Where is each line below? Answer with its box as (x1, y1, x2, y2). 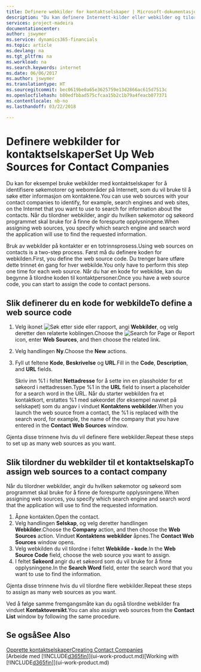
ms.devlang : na (6, 48, 44, 54)
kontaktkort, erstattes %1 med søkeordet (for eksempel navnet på (14, 396, 177, 403)
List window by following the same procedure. (6, 613, 121, 620)
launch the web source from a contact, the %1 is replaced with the (14, 409, 178, 417)
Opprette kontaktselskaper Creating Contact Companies (6, 646, 144, 653)
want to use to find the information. (14, 571, 102, 578)
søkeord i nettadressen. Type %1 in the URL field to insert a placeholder (14, 384, 190, 391)
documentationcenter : (6, 25, 60, 32)
